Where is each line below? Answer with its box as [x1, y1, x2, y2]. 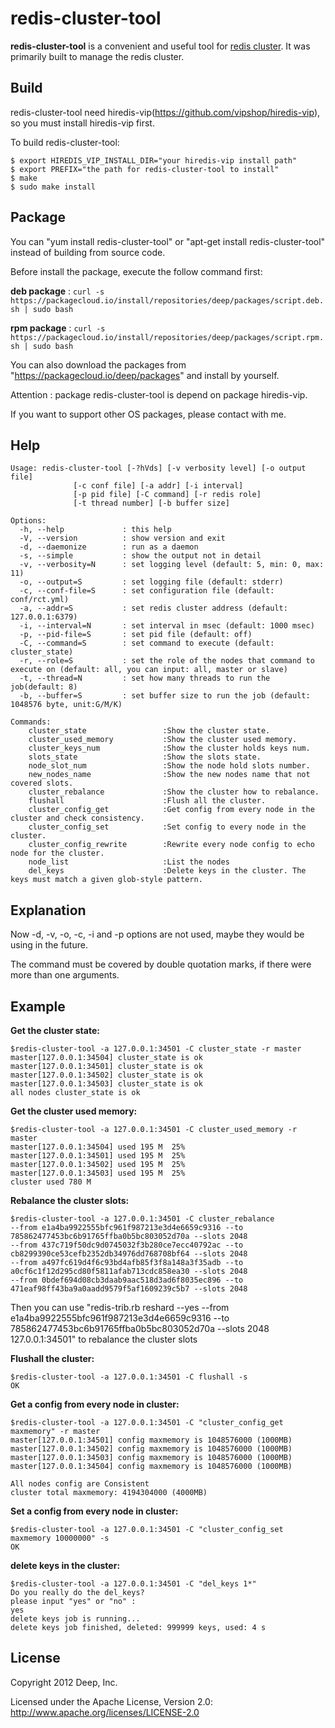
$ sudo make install [10, 182, 97, 192]
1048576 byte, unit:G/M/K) [10, 700, 123, 710]
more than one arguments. [10, 969, 120, 981]
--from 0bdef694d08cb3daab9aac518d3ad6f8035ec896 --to [10, 1275, 244, 1285]
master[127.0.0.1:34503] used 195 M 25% [10, 1168, 186, 1178]
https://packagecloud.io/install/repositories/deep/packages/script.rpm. [10, 332, 325, 342]
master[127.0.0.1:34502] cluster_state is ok [10, 1070, 203, 1080]
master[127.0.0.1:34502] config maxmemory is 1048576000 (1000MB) [10, 1444, 293, 1454]
